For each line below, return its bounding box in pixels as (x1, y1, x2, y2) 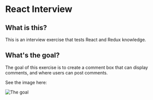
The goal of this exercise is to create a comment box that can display (5, 64, 148, 70)
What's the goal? (5, 51, 60, 59)
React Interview (5, 3, 72, 15)
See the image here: (5, 79, 47, 85)
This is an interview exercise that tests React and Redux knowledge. (5, 36, 146, 42)
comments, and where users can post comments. (5, 69, 108, 75)
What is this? (5, 23, 47, 32)
